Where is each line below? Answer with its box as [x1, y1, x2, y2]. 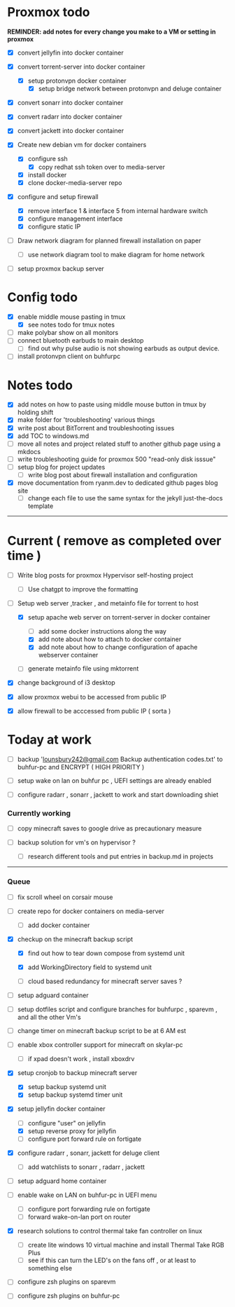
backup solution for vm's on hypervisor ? [17, 838, 136, 847]
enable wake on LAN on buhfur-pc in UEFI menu [17, 1191, 157, 1199]
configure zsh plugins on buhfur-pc [17, 1292, 120, 1300]
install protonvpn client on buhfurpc [17, 352, 121, 361]
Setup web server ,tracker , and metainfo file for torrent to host [17, 599, 199, 608]
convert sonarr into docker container [17, 99, 124, 107]
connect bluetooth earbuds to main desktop [17, 336, 144, 345]
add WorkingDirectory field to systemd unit [27, 963, 152, 971]
